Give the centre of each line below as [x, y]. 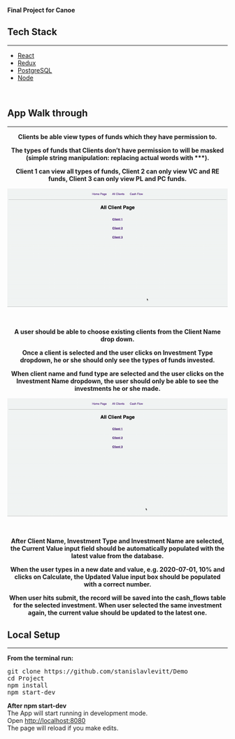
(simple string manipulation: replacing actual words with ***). [117, 157]
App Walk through [48, 114]
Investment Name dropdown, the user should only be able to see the [117, 381]
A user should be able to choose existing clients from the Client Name [117, 331]
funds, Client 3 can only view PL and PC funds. [117, 178]
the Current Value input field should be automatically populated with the [117, 549]
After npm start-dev [37, 706]
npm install [28, 686]
